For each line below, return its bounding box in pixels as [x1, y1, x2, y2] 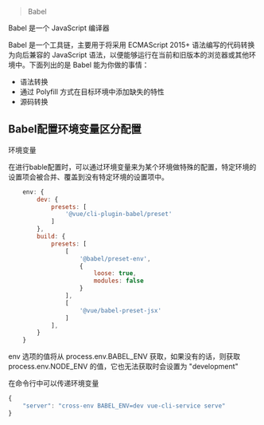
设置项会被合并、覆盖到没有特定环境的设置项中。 [8, 171, 169, 182]
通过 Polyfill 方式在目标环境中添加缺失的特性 [19, 87, 165, 96]
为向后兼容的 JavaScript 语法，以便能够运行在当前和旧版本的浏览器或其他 [8, 50, 250, 59]
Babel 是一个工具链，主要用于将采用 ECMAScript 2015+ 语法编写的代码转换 [8, 40, 255, 49]
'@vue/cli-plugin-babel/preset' [64, 211, 173, 218]
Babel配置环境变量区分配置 [8, 123, 142, 136]
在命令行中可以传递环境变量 [8, 379, 99, 388]
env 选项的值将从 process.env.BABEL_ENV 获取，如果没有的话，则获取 [8, 352, 241, 361]
